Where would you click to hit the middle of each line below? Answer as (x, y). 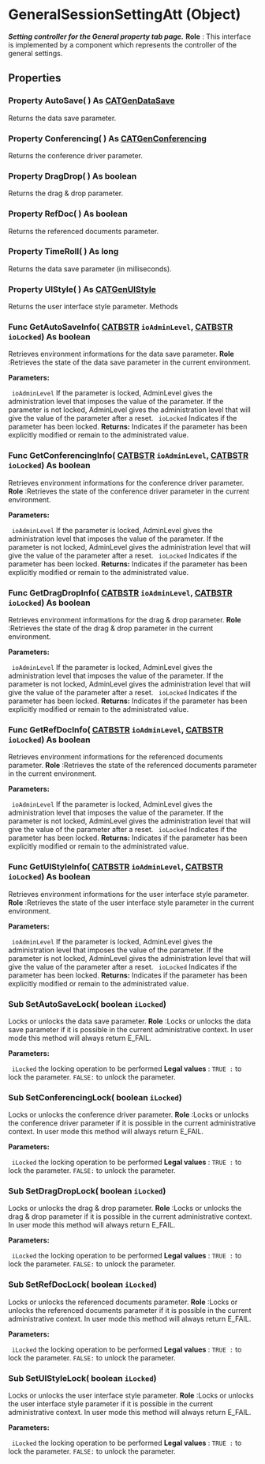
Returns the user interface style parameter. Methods (93, 307)
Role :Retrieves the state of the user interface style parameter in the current (131, 902)
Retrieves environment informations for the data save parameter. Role (121, 354)
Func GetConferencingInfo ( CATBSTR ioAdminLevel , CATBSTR (128, 456)
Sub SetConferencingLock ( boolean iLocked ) (95, 1097)
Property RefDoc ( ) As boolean (68, 214)
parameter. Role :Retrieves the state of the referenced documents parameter (133, 766)
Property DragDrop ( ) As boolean (73, 176)
